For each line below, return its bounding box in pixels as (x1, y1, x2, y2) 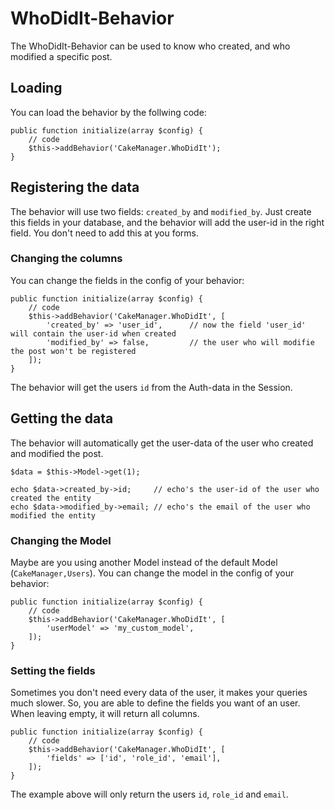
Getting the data (10, 410, 114, 427)
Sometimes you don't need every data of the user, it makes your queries (10, 687, 308, 699)
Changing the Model (10, 533, 112, 547)
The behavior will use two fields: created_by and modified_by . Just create (10, 205, 312, 217)
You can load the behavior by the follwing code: (10, 106, 207, 118)
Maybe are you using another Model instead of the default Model (10, 556, 278, 568)
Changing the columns (10, 252, 123, 266)
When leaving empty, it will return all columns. (10, 708, 200, 720)
